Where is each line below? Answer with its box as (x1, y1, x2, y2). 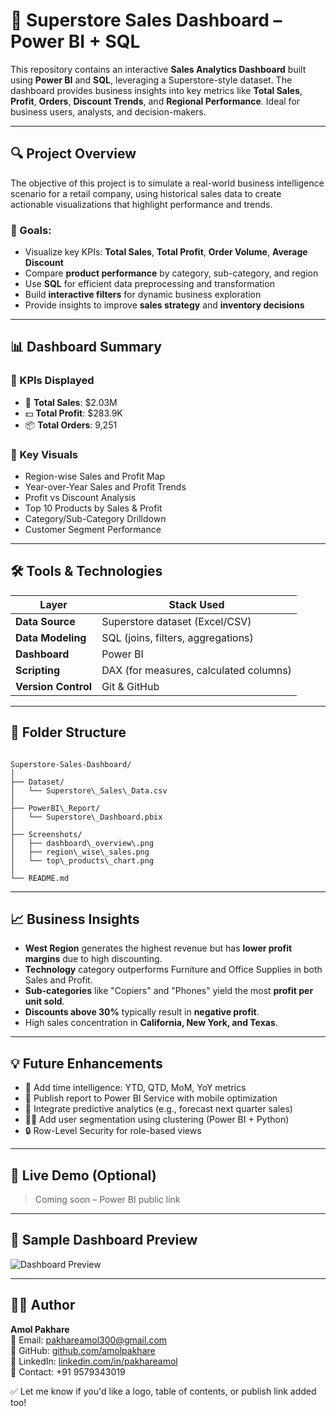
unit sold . (24, 995, 65, 1008)
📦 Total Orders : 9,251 (24, 419, 118, 431)
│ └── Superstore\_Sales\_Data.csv (10, 785, 168, 796)
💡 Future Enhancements (10, 1055, 163, 1072)
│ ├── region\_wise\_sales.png (10, 847, 150, 857)
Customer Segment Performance (24, 524, 162, 536)
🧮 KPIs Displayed (10, 374, 95, 388)
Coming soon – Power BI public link (34, 1194, 181, 1206)
